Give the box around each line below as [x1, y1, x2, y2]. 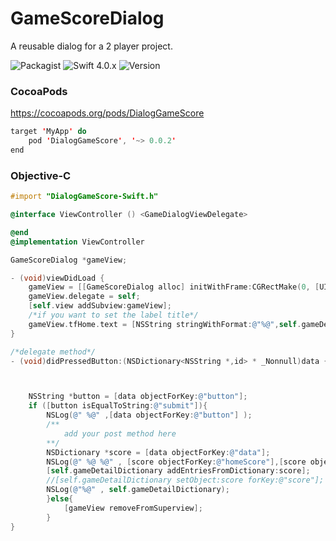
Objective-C [10, 168, 72, 182]
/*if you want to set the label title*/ [28, 310, 199, 321]
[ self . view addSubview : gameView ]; [28, 301, 172, 311]
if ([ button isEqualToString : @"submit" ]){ [28, 401, 208, 411]
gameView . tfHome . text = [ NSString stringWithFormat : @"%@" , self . [28, 319, 302, 329]
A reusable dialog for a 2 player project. [10, 40, 173, 52]
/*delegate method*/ [10, 347, 97, 357]
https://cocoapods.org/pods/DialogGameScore [10, 107, 205, 119]
